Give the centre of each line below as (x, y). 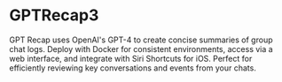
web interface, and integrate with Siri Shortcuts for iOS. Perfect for (131, 58)
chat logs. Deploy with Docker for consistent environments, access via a (141, 48)
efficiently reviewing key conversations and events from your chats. (133, 68)
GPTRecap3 (54, 15)
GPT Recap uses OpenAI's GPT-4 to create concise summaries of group (141, 40)
